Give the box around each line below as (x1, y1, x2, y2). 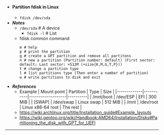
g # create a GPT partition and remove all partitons (19, 54, 131, 59)
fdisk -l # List (26, 30, 57, 36)
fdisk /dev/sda (19, 16, 50, 21)
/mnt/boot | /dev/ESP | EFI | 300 (92, 94, 157, 100)
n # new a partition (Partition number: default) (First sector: (19, 58, 155, 63)
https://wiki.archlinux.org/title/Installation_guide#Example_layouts (19, 110, 152, 115)
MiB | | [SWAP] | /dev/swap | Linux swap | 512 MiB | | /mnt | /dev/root (19, 99, 159, 105)
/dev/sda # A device (19, 25, 60, 31)
